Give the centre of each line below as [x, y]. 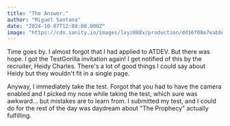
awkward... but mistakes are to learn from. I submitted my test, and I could [112, 101]
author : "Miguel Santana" [44, 20]
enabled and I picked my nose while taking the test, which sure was [102, 94]
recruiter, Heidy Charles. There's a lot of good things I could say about [106, 66]
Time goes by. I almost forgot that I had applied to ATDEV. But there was [108, 52]
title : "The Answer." [38, 13]
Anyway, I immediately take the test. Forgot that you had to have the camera [114, 86]
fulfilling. [20, 116]
